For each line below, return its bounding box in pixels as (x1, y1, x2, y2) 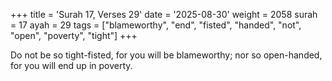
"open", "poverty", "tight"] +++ (10, 30, 138, 41)
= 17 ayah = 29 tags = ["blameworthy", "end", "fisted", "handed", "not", (10, 19, 302, 31)
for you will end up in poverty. (10, 60, 133, 71)
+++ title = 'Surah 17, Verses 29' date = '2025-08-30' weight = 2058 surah (10, 9, 318, 20)
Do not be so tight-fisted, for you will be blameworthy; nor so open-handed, (10, 49, 323, 61)
